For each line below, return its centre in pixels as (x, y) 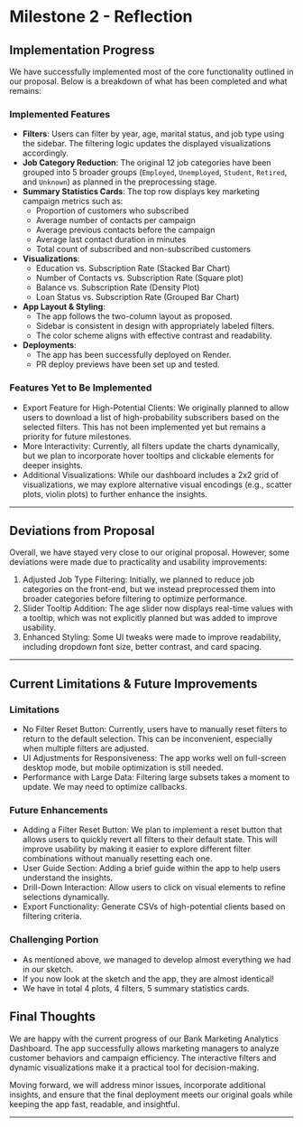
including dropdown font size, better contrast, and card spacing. (142, 647)
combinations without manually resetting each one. (117, 859)
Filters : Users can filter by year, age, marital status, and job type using (153, 134)
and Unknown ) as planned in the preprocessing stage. (119, 182)
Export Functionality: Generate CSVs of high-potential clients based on (154, 906)
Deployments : (49, 345)
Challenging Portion (54, 940)
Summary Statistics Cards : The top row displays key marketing (141, 192)
